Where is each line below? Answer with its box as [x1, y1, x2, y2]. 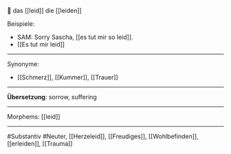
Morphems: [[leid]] [7, 113, 60, 120]
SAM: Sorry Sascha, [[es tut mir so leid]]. [16, 33, 133, 41]
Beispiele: [7, 20, 35, 27]
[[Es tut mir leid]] [16, 40, 65, 48]
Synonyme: [7, 60, 39, 68]
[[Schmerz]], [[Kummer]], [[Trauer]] [16, 73, 118, 81]
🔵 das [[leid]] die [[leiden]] [7, 7, 82, 14]
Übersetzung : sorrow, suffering [7, 93, 98, 101]
